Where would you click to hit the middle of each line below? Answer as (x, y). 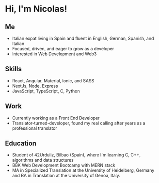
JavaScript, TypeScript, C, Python (46, 91)
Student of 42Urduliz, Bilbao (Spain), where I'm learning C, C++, (76, 155)
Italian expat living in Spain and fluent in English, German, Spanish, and (83, 38)
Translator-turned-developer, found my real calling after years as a (79, 123)
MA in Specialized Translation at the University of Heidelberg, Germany (83, 170)
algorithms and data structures (43, 160)
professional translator (34, 128)
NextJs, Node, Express (35, 86)
